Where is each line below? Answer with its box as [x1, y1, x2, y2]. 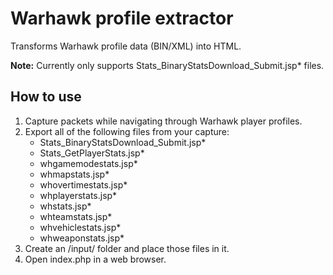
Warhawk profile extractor [10, 7, 234, 30]
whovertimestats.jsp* [39, 178, 128, 191]
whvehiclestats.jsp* [39, 221, 122, 233]
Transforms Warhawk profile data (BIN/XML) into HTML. [10, 40, 242, 52]
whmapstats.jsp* [39, 168, 110, 180]
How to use [10, 88, 82, 106]
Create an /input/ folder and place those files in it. [24, 242, 230, 254]
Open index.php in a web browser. [24, 253, 167, 265]
